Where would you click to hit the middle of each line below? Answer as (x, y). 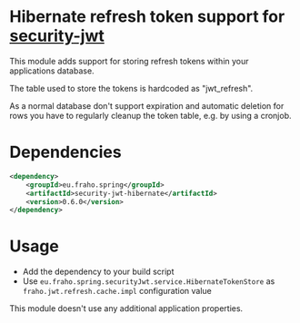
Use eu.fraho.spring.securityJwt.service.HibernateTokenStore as (149, 281)
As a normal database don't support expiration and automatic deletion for (147, 105)
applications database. (52, 71)
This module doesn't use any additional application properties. (126, 308)
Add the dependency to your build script (98, 272)
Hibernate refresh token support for (147, 17)
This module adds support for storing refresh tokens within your (129, 61)
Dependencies (65, 152)
